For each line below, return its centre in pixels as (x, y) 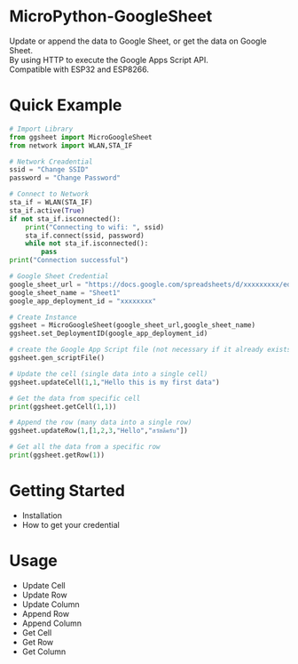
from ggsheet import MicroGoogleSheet (81, 137)
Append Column (52, 623)
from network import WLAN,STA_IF (71, 145)
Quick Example (66, 105)
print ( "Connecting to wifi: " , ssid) (95, 227)
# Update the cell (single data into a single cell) (109, 374)
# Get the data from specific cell (75, 398)
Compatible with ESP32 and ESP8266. (79, 69)
